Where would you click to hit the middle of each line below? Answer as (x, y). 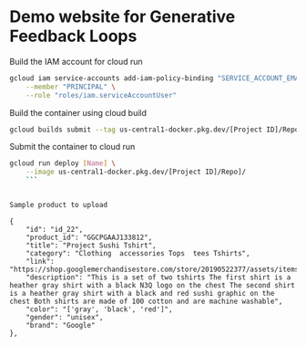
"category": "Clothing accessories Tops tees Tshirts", (138, 253)
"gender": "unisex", (65, 317)
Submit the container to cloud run (72, 147)
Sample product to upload (58, 205)
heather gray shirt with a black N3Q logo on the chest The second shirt (153, 285)
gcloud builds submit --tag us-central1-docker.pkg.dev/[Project (136, 130)
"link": (40, 261)
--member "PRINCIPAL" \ (71, 87)
